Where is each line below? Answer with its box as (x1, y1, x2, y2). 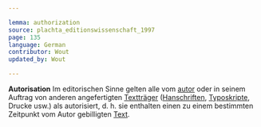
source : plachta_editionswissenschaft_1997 (8, 25, 156, 34)
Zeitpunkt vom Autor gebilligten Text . (8, 110, 130, 119)
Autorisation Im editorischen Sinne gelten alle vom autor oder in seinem (8, 84, 246, 94)
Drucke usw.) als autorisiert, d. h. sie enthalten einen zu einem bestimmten (8, 101, 254, 110)
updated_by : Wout (8, 56, 66, 63)
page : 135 (8, 33, 42, 41)
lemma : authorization (8, 18, 81, 26)
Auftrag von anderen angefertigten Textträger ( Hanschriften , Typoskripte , (8, 93, 250, 102)
